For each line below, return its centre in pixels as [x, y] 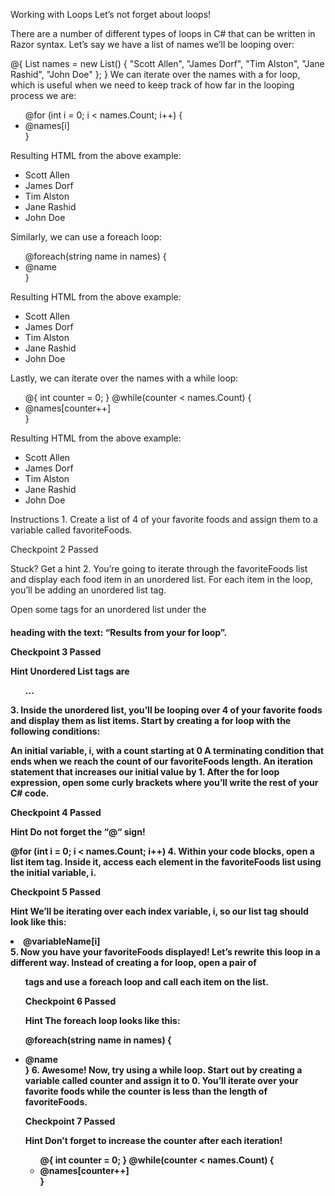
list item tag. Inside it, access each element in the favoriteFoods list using [166, 861]
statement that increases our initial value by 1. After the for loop [145, 771]
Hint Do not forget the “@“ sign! [78, 831]
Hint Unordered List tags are [70, 671]
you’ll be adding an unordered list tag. [88, 590]
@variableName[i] [62, 941]
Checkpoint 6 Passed [70, 1001]
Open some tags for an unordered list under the [108, 609]
